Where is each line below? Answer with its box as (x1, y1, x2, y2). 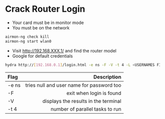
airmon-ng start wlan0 (5, 39, 52, 44)
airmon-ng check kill (5, 34, 50, 39)
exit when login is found (66, 90, 122, 96)
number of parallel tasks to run (51, 105, 122, 112)
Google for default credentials (12, 53, 73, 59)
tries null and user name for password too (25, 82, 122, 89)
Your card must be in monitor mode (12, 20, 84, 25)
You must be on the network (12, 24, 70, 30)
